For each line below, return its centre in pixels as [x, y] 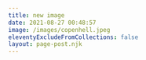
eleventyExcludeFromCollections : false [73, 37]
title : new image [36, 15]
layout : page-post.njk [45, 44]
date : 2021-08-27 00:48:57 [52, 23]
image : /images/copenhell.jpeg [59, 30]
